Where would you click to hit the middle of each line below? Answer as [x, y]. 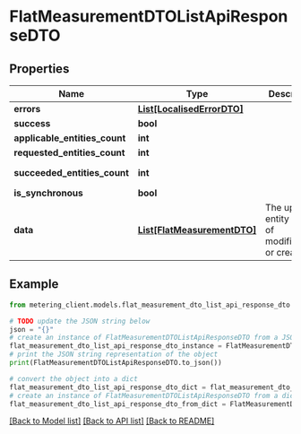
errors [27, 109]
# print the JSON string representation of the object [114, 355]
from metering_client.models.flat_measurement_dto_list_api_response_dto [150, 305]
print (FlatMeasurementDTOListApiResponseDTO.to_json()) [116, 363]
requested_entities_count [69, 152]
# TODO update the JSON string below [80, 321]
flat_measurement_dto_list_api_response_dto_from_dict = [118, 404]
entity [277, 219]
